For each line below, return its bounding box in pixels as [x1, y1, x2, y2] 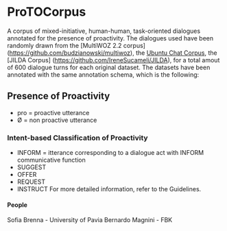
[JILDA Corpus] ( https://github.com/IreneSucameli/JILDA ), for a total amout [7, 56, 220, 64]
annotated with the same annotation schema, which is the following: [7, 70, 200, 79]
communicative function [16, 156, 86, 165]
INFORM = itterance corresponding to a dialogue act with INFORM [16, 149, 204, 157]
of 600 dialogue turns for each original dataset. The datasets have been [7, 63, 211, 71]
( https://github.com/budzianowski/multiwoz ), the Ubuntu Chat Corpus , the [7, 49, 217, 57]
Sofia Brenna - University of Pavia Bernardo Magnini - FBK [7, 216, 173, 224]
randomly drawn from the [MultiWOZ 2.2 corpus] [7, 41, 146, 49]
